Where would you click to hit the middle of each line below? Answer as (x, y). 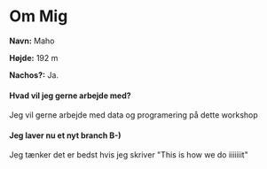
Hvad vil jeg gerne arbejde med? (70, 96)
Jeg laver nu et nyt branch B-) (65, 135)
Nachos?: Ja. (34, 75)
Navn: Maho (32, 41)
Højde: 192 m (34, 58)
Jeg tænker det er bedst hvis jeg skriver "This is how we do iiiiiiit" (129, 155)
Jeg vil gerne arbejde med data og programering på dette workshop (134, 115)
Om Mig (39, 16)
